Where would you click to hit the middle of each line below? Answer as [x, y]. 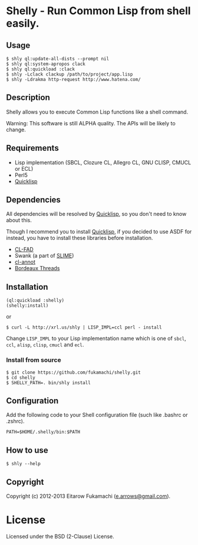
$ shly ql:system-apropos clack [46, 64]
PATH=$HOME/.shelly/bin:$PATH [43, 432]
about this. [19, 220]
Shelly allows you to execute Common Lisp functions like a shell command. [97, 112]
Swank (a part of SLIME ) [44, 256]
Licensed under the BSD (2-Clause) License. [60, 536]
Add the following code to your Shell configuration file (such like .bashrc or [97, 415]
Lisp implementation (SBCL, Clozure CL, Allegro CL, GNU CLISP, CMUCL [103, 162]
